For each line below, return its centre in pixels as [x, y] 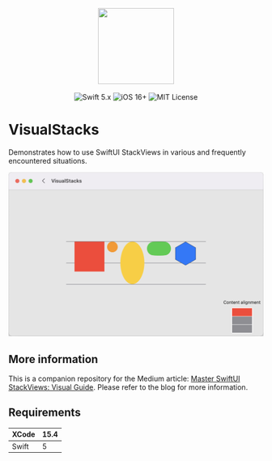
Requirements [45, 413]
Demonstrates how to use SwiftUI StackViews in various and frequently [127, 152]
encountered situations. [48, 160]
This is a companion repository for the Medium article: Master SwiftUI [124, 379]
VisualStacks [54, 130]
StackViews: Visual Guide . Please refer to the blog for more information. [128, 387]
